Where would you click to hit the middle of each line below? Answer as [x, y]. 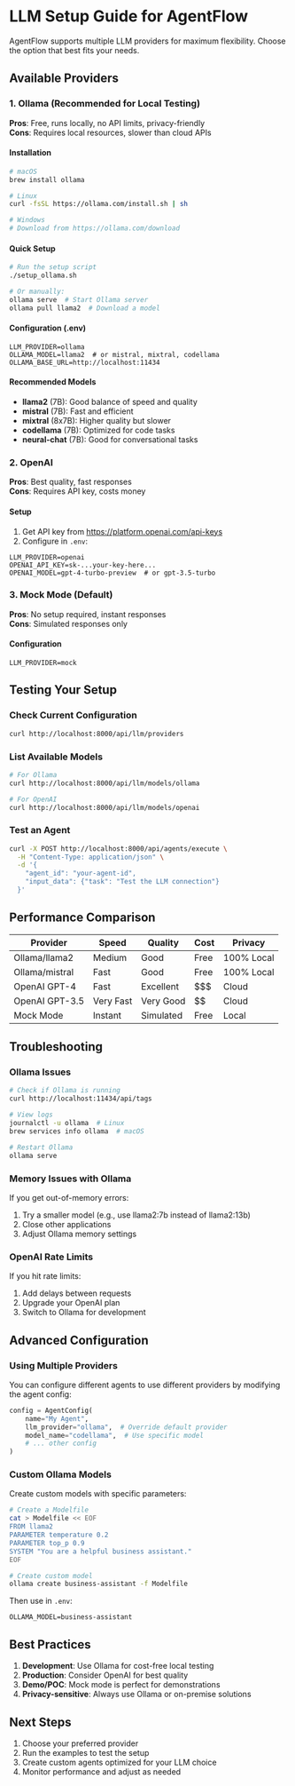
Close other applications [66, 1224]
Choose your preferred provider [80, 1743]
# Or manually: [37, 292]
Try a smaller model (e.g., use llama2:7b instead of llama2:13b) [136, 1215]
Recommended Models [53, 382]
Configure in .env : [55, 541]
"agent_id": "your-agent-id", [81, 873]
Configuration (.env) [48, 328]
